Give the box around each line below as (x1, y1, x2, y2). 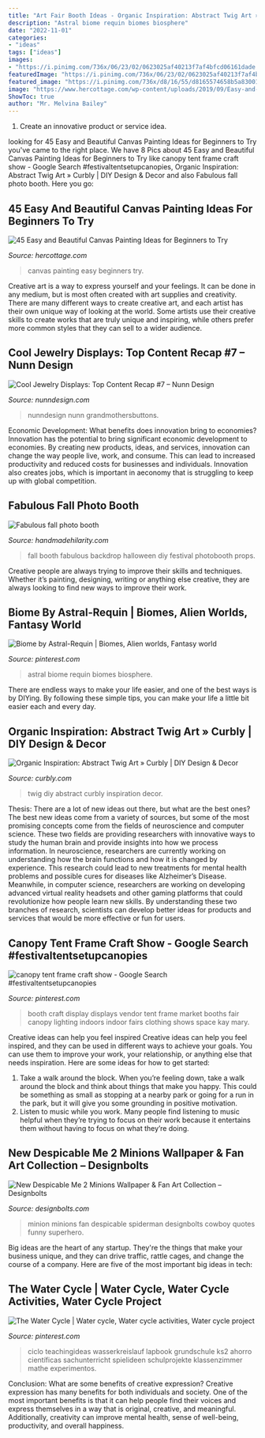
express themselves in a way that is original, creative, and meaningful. (8, 1404, 237, 1413)
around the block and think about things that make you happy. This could (19, 1082, 257, 1091)
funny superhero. (27, 1227, 84, 1237)
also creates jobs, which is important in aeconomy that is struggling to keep (8, 468, 254, 477)
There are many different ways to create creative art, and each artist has (8, 298, 244, 307)
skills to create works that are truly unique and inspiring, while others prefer (8, 314, 254, 324)
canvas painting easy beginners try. (27, 266, 144, 275)
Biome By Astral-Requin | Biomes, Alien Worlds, (8, 605, 248, 619)
